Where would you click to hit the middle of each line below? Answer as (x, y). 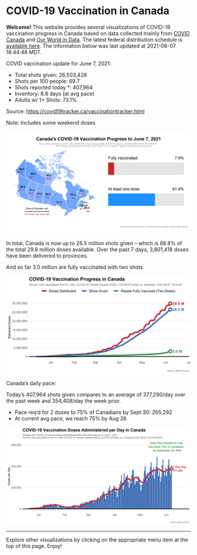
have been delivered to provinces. (47, 255)
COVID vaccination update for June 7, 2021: (59, 63)
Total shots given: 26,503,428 (51, 75)
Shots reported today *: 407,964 (53, 87)
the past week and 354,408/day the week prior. (64, 401)
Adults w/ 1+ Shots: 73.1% (46, 100)
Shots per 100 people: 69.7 (47, 81)
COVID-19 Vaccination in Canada (88, 11)
